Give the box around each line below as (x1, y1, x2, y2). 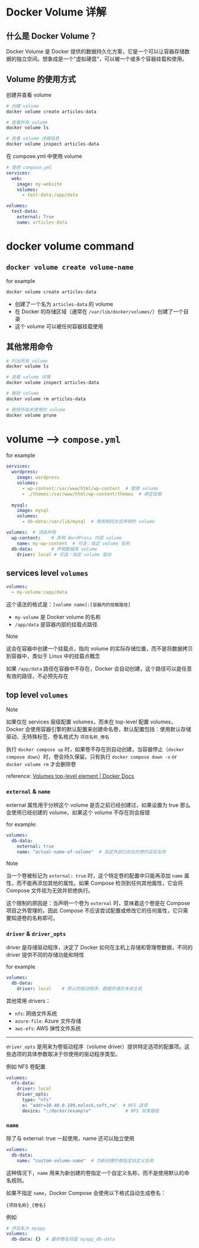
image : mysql (17, 508, 49, 514)
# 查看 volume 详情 (6, 374, 51, 381)
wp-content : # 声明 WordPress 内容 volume (11, 535, 123, 541)
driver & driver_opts (6, 929, 66, 938)
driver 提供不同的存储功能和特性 (6, 951, 85, 958)
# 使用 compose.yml (6, 165, 53, 171)
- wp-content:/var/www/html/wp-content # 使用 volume (21, 485, 159, 491)
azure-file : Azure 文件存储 (14, 1017, 82, 1024)
